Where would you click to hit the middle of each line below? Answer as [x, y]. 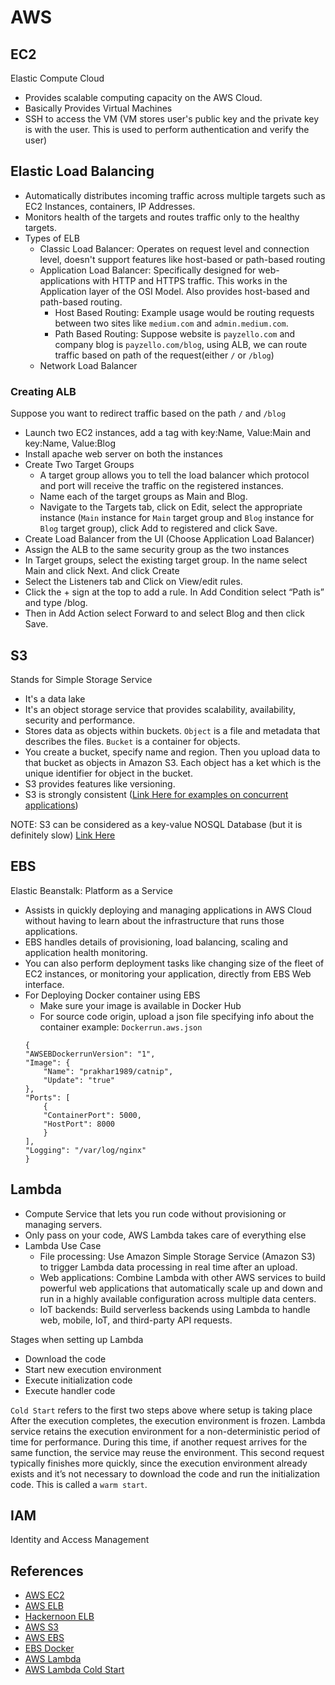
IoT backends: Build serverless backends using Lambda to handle [175, 1309]
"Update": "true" [79, 1080]
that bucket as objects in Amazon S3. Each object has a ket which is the [173, 762]
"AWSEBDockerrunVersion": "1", [90, 1054]
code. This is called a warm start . [79, 1484]
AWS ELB [44, 1606]
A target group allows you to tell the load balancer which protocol [174, 475]
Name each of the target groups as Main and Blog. [143, 497]
